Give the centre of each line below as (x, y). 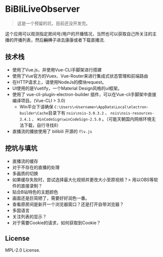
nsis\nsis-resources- (132, 113)
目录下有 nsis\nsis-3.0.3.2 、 (79, 113)
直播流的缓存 (25, 161)
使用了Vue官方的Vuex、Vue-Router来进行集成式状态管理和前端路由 (80, 76)
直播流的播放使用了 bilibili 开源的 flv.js (52, 131)
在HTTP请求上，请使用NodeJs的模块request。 (59, 82)
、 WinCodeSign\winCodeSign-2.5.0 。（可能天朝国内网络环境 (92, 119)
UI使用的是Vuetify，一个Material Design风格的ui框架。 (67, 88)
